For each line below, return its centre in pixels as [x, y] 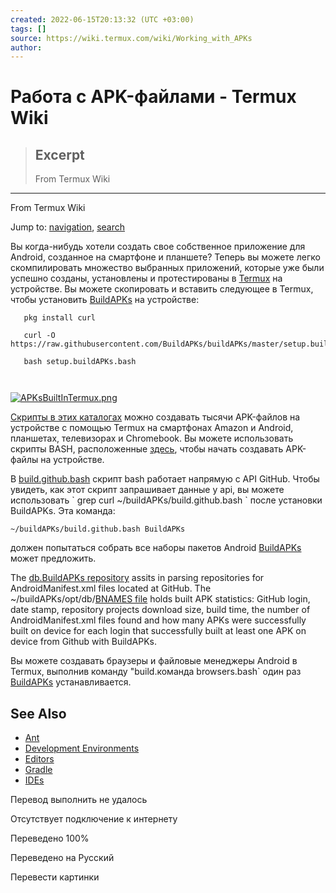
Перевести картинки [55, 877]
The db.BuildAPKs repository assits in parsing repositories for [137, 578]
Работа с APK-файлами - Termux [153, 97]
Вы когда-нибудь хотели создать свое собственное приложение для [158, 247]
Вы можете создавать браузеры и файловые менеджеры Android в [154, 661]
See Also [38, 713]
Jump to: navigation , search [67, 227]
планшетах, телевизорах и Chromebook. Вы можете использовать [152, 438]
